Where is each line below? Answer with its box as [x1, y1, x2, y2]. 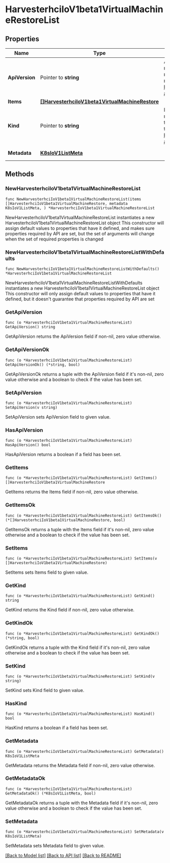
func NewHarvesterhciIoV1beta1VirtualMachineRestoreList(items [5, 196, 142, 201]
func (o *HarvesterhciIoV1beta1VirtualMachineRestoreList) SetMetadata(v [5, 830, 164, 835]
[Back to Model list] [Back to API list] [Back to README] [5, 852, 121, 858]
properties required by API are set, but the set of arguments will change [5, 230, 155, 236]
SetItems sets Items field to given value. [5, 569, 89, 575]
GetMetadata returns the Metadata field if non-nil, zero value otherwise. [5, 762, 155, 768]
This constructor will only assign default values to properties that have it [5, 290, 156, 296]
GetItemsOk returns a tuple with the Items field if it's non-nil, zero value [5, 526, 154, 532]
